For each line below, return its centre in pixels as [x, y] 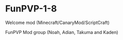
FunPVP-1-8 [31, 9]
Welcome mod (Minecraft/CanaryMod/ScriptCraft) [57, 22]
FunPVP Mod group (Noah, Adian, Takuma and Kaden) [62, 32]
